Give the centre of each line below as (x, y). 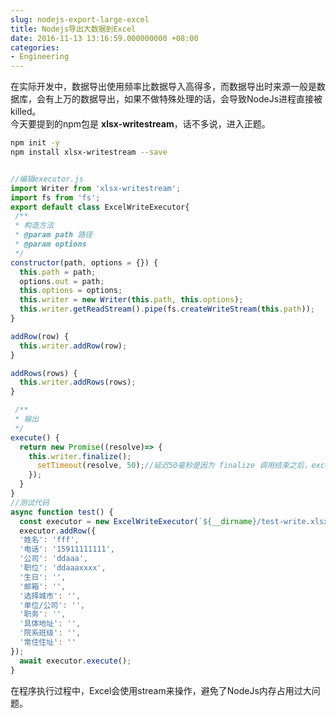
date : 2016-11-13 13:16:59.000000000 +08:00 (104, 38)
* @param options (50, 244)
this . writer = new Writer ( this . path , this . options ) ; (131, 300)
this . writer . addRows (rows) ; (78, 382)
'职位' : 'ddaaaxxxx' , (63, 568)
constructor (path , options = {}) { (84, 262)
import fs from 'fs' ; (55, 197)
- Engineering (40, 57)
